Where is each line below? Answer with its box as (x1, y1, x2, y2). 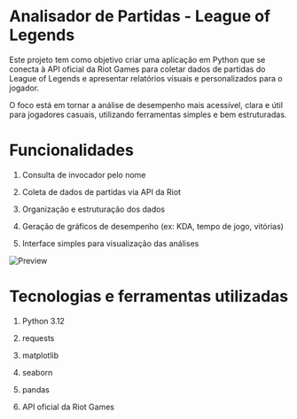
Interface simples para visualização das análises (21, 237, 199, 249)
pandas (21, 384, 51, 395)
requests (21, 332, 55, 343)
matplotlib (21, 350, 59, 361)
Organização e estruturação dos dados (21, 204, 166, 214)
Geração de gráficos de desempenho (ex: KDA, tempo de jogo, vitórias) (21, 221, 284, 231)
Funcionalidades (9, 140, 135, 160)
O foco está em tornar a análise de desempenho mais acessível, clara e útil (9, 99, 284, 110)
